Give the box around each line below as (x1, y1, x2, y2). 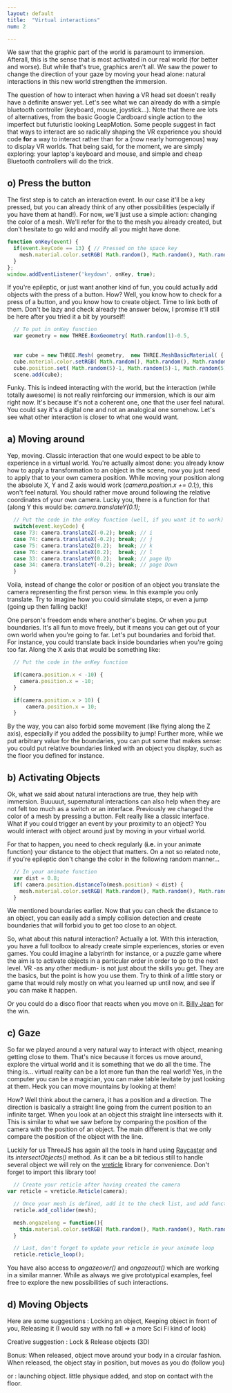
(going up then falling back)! (7, 603, 88, 611)
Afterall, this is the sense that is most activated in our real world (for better (7, 55, 219, 64)
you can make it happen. (7, 986, 77, 995)
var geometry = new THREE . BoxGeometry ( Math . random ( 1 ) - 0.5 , (13, 332, 190, 339)
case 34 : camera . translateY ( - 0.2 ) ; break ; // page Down (13, 562, 177, 569)
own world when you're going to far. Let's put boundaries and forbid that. (7, 631, 216, 639)
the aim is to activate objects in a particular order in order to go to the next (7, 957, 219, 965)
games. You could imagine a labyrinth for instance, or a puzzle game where (7, 950, 222, 958)
